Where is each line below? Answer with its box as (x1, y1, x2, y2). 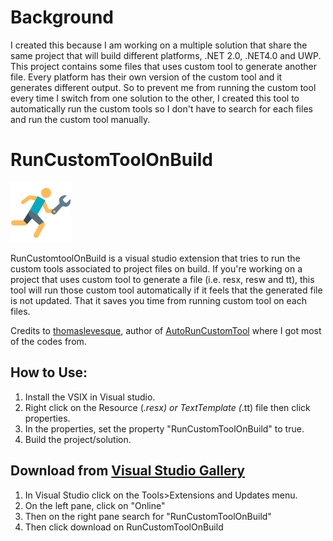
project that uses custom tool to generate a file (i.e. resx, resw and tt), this (10, 273, 315, 285)
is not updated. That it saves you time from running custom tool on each (10, 294, 308, 306)
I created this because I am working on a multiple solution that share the (10, 39, 308, 51)
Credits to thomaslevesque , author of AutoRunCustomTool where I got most (10, 324, 322, 336)
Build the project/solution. (24, 433, 132, 445)
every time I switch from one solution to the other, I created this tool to (10, 92, 300, 104)
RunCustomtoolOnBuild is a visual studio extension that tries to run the (10, 252, 301, 264)
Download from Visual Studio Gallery (10, 462, 246, 480)
